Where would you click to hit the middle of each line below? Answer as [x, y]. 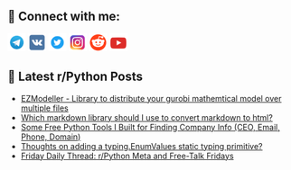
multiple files [44, 108]
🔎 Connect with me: [64, 17]
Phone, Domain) [51, 137]
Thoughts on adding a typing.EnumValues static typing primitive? [141, 146]
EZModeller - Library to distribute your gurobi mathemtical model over [151, 98]
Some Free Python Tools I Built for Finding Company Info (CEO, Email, [150, 127]
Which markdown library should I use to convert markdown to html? [147, 117]
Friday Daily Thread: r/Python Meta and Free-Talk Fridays [127, 156]
